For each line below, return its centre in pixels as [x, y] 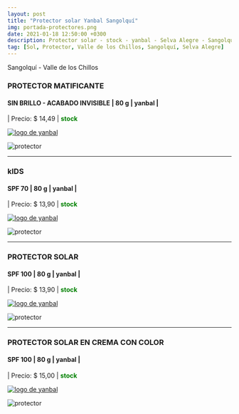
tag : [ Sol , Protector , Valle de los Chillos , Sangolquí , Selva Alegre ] [116, 47]
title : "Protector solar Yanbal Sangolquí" [73, 21]
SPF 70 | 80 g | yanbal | [42, 188]
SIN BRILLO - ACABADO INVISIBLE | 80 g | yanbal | [83, 103]
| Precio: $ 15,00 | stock [42, 376]
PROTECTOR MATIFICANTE [56, 86]
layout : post [27, 14]
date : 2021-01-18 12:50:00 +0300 [57, 34]
